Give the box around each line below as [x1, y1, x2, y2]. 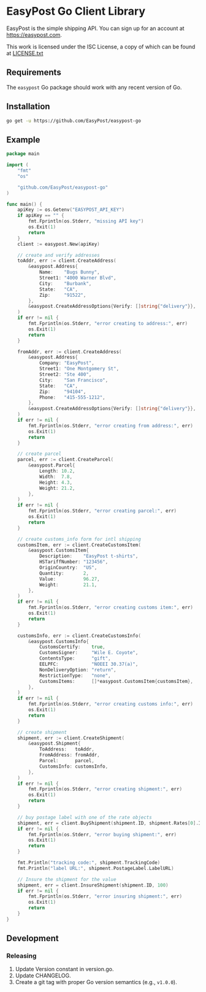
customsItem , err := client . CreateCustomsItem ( [17, 541, 141, 548]
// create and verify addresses [17, 252, 100, 258]
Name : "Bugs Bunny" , [39, 269, 100, 275]
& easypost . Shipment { [28, 741, 81, 747]
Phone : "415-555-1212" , [39, 394, 105, 400]
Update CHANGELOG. [15, 972, 72, 979]
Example [6, 134, 40, 145]
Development [6, 933, 59, 944]
